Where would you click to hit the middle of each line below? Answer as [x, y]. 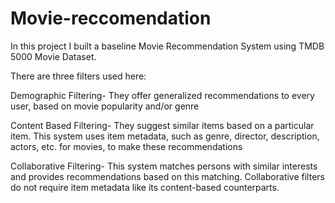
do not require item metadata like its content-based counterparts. [145, 187]
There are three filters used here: [78, 76]
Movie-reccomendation [111, 18]
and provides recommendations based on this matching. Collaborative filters [167, 176]
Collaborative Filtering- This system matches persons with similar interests [164, 166]
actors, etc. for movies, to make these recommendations [126, 146]
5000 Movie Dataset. [53, 56]
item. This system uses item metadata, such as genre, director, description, [165, 136]
